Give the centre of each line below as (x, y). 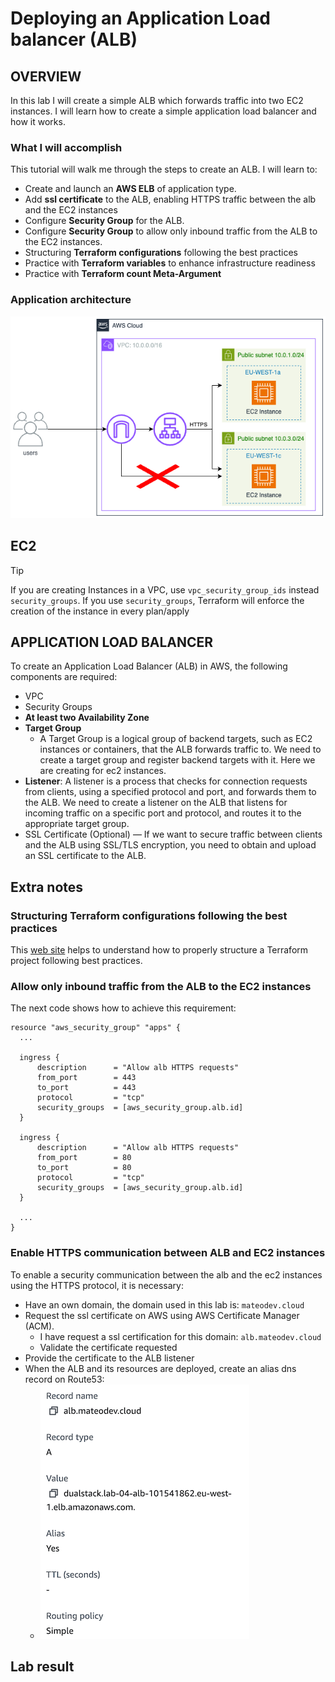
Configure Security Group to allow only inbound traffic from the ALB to (171, 231)
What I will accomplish (66, 147)
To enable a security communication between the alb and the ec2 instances (166, 1274)
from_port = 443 (86, 1078)
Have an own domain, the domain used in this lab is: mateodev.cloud (164, 1304)
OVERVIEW (46, 76)
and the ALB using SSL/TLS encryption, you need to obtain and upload (170, 845)
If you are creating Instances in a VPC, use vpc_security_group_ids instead (165, 589)
